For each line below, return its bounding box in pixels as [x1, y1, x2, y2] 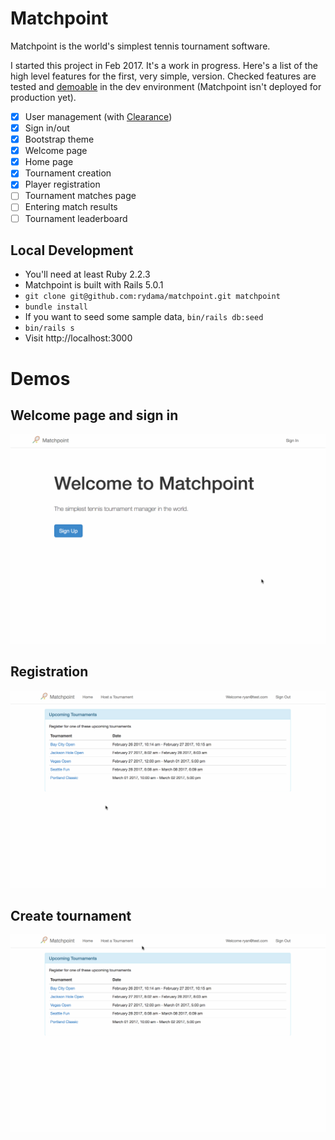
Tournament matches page [24, 190, 137, 202]
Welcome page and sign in [10, 407, 179, 424]
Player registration [24, 178, 101, 191]
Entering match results [24, 201, 118, 213]
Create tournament [10, 907, 132, 924]
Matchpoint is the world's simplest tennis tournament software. [10, 40, 271, 52]
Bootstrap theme [24, 133, 95, 146]
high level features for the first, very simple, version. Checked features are [10, 70, 317, 82]
